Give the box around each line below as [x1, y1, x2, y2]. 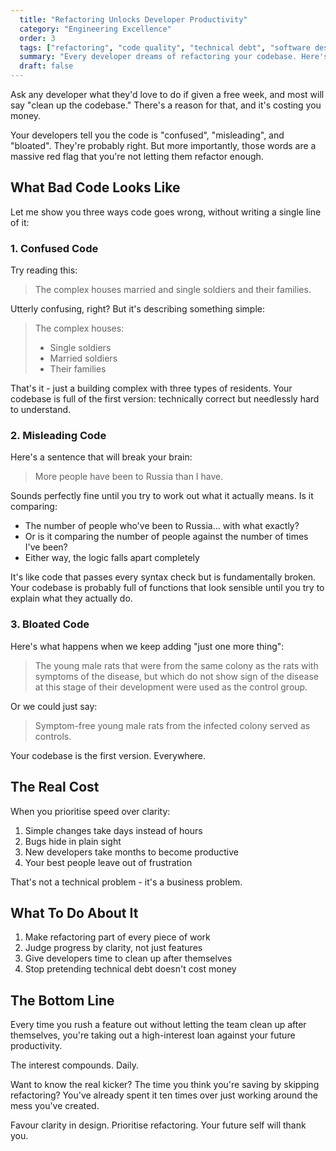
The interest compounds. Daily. [10, 1059, 139, 1071]
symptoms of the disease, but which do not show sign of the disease [34, 670, 319, 682]
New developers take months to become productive [24, 846, 239, 858]
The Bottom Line [10, 992, 115, 1009]
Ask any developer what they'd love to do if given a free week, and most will [10, 89, 325, 100]
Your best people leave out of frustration [24, 856, 193, 868]
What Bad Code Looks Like [10, 179, 181, 196]
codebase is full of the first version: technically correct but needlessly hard [10, 393, 320, 405]
